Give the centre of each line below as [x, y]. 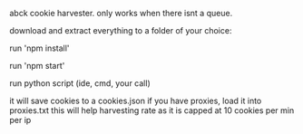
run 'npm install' [39, 48]
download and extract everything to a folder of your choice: [121, 30]
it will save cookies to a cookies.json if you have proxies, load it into [136, 100]
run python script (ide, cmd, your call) [80, 83]
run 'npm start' [37, 66]
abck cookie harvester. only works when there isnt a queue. [121, 13]
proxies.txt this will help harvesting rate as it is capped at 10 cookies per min [152, 110]
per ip [20, 120]
